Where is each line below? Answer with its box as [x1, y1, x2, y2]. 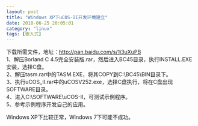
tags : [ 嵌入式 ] [6, 31, 42, 37]
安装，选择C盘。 [6, 64, 48, 71]
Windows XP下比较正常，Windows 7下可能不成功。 [6, 113, 134, 121]
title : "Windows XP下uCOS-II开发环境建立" [6, 14, 108, 20]
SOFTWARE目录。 [6, 86, 52, 93]
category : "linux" [6, 25, 52, 32]
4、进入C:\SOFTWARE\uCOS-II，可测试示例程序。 [6, 94, 131, 101]
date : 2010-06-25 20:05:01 [6, 20, 74, 26]
